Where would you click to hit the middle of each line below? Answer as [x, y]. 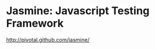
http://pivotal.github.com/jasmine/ [48, 40]
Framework [35, 23]
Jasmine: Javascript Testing [78, 11]
